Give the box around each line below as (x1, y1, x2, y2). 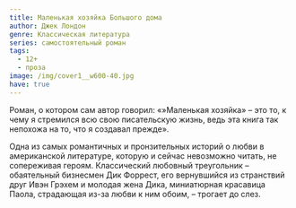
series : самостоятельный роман (9, 38, 126, 48)
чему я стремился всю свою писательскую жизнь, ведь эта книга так (9, 114, 279, 125)
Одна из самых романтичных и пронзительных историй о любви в (9, 141, 265, 152)
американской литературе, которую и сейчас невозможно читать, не (9, 150, 277, 161)
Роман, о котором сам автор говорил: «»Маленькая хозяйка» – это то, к (9, 104, 287, 115)
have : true (9, 80, 50, 89)
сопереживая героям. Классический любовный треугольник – (9, 160, 249, 170)
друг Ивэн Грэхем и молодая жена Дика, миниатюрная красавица (9, 178, 266, 189)
